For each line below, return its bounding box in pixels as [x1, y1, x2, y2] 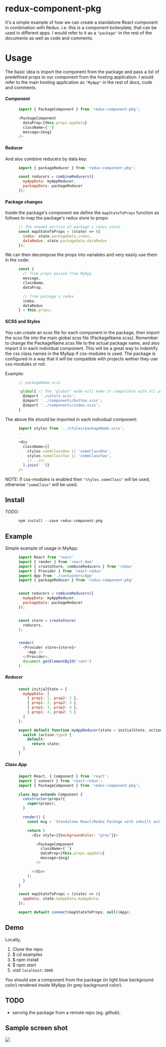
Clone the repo [12, 946, 43, 952]
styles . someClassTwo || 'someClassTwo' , [27, 453, 112, 459]
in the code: [5, 257, 30, 263]
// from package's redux [23, 294, 74, 299]
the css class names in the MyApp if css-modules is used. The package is [5, 350, 156, 356]
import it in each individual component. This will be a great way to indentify [5, 345, 158, 351]
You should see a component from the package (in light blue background [5, 977, 154, 983]
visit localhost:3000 [12, 967, 53, 973]
